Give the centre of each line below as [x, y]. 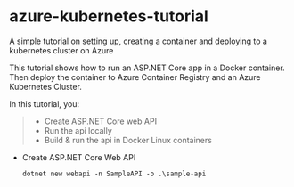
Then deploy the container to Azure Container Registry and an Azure [135, 77]
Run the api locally [78, 130]
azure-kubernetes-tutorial [109, 16]
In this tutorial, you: [45, 103]
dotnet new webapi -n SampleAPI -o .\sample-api [114, 174]
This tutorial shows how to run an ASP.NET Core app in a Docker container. [147, 68]
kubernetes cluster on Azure [61, 50]
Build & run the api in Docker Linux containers [128, 140]
